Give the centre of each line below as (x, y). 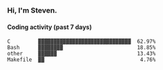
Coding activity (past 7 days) (49, 27)
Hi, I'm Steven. (32, 10)
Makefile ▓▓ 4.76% (81, 60)
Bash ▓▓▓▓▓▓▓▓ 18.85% (81, 48)
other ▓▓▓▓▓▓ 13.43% (81, 54)
